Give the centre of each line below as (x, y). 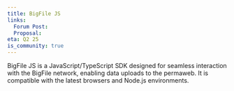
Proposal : (28, 33)
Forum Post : (31, 26)
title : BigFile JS (34, 14)
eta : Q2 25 (23, 40)
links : (17, 20)
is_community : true (36, 46)
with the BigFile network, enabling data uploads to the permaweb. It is (108, 73)
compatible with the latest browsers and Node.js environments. (98, 80)
